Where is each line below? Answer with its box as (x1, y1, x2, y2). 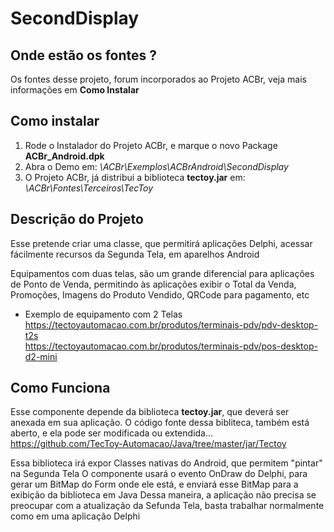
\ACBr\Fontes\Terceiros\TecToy (24, 182, 154, 194)
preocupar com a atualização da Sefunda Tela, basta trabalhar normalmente (10, 500, 325, 512)
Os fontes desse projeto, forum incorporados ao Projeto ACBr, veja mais (10, 73, 307, 85)
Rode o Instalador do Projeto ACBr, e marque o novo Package (24, 139, 278, 151)
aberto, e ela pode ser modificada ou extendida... (10, 427, 214, 439)
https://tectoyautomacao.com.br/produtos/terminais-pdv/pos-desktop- (24, 340, 318, 352)
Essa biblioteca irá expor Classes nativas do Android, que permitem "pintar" (10, 457, 323, 469)
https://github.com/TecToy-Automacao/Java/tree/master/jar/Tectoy (10, 438, 287, 450)
